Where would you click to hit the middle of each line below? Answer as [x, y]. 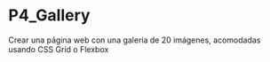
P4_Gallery [49, 15]
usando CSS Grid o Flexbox [59, 49]
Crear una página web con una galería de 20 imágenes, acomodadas [135, 40]
